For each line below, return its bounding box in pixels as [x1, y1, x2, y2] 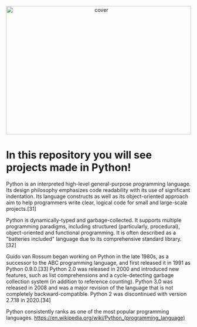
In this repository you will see [6, 149, 152, 162]
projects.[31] [6, 205, 36, 212]
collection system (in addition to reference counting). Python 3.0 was [6, 278, 173, 285]
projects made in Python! [6, 161, 131, 174]
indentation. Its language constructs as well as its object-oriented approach [6, 193, 189, 200]
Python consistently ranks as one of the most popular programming [6, 308, 169, 315]
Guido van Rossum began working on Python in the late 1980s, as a [6, 252, 169, 260]
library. [165, 235, 182, 242]
